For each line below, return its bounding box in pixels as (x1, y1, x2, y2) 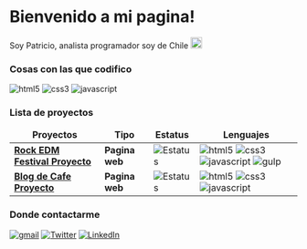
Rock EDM (14, 143, 60, 156)
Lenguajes (223, 128, 270, 140)
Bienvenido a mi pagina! (9, 6, 196, 27)
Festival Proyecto (14, 155, 91, 168)
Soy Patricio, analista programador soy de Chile (9, 39, 189, 51)
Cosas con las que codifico (9, 62, 132, 75)
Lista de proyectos (9, 107, 94, 119)
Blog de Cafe (14, 170, 71, 182)
